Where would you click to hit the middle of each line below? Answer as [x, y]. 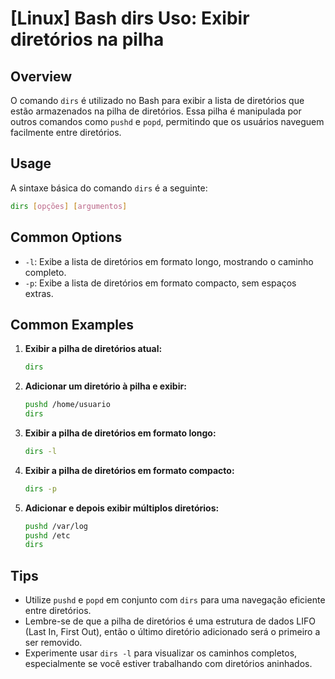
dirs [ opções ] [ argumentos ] [69, 206]
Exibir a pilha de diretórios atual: [93, 349]
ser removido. [53, 643]
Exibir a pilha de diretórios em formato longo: [120, 433]
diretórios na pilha [87, 39]
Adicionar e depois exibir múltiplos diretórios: [122, 508]
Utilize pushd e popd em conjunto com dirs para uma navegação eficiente [175, 600]
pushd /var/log [56, 526]
